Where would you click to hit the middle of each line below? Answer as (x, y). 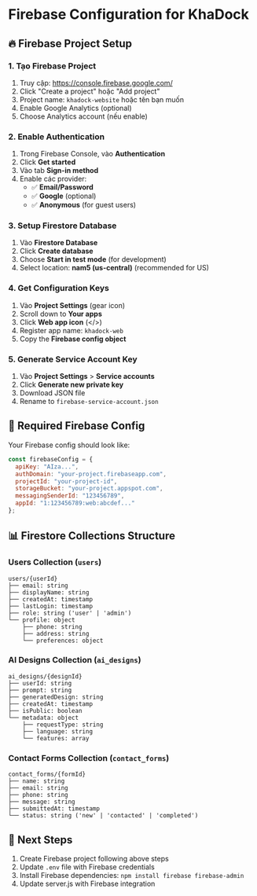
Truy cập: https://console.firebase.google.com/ (96, 83)
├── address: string (56, 633)
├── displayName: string (49, 592)
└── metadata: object (44, 718)
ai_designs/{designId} (45, 676)
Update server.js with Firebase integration (87, 883)
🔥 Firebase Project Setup (70, 44)
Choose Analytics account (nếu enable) (83, 116)
